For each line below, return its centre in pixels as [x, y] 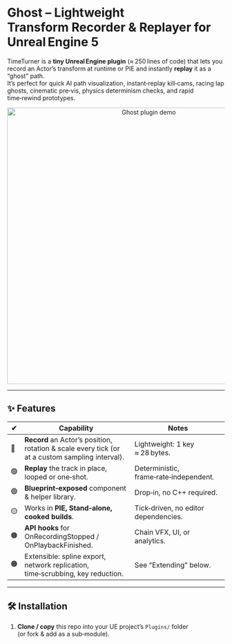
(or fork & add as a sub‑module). [63, 634]
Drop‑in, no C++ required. [176, 492]
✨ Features [31, 409]
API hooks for [47, 528]
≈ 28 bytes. [152, 453]
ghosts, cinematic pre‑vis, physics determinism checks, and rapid [100, 91]
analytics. [150, 540]
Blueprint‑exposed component [75, 488]
